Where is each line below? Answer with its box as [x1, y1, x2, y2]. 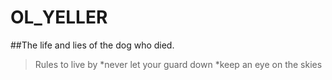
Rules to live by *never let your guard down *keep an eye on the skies [34, 58, 323, 70]
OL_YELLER [10, 6, 108, 29]
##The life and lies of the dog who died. [10, 39, 175, 51]
